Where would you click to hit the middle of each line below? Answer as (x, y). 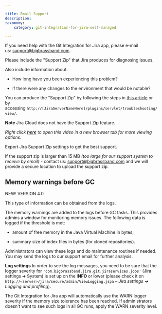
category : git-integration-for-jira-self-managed (65, 27)
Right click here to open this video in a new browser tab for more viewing (79, 132)
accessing (15, 108)
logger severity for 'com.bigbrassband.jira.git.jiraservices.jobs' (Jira (78, 271)
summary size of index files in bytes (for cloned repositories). (73, 242)
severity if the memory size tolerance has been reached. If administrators (79, 301)
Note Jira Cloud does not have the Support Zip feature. (60, 123)
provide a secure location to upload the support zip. (57, 166)
